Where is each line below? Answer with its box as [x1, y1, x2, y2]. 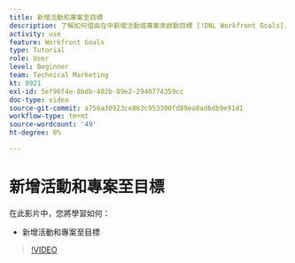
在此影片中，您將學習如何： [9, 207, 111, 218]
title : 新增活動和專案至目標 [9, 12, 104, 22]
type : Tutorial [9, 46, 66, 55]
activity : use [9, 29, 62, 38]
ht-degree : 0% [9, 128, 62, 137]
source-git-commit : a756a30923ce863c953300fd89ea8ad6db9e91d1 [9, 104, 244, 112]
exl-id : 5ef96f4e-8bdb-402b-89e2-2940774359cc [9, 87, 184, 96]
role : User [9, 54, 50, 63]
